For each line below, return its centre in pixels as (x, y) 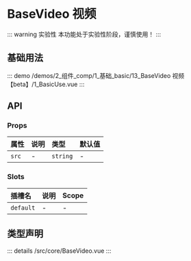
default (23, 208)
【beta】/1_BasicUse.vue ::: (46, 84)
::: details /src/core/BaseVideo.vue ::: (59, 251)
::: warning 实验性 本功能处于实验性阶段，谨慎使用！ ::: (84, 34)
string (62, 156)
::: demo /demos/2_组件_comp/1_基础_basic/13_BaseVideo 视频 (96, 75)
